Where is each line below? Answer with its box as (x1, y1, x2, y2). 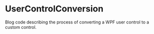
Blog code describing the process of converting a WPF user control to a (5, 19, 150, 25)
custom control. (5, 24, 37, 30)
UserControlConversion (5, 3, 104, 14)
